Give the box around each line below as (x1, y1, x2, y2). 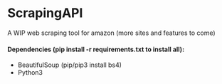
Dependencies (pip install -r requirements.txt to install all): (7, 45, 185, 53)
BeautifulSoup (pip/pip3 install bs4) (17, 61, 122, 69)
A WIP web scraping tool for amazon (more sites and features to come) (7, 28, 216, 37)
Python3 (17, 68, 43, 77)
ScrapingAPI (7, 5, 83, 21)
